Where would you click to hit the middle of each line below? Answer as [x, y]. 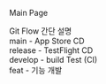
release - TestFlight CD [51, 50]
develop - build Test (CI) [53, 60]
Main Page [29, 13]
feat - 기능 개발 [36, 70]
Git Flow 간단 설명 [41, 31]
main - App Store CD [47, 41]
